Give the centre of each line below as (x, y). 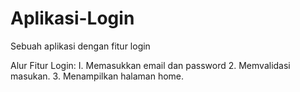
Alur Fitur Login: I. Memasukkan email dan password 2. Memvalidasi (150, 65)
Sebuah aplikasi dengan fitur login (80, 46)
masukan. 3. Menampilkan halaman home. (97, 76)
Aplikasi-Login (72, 18)
